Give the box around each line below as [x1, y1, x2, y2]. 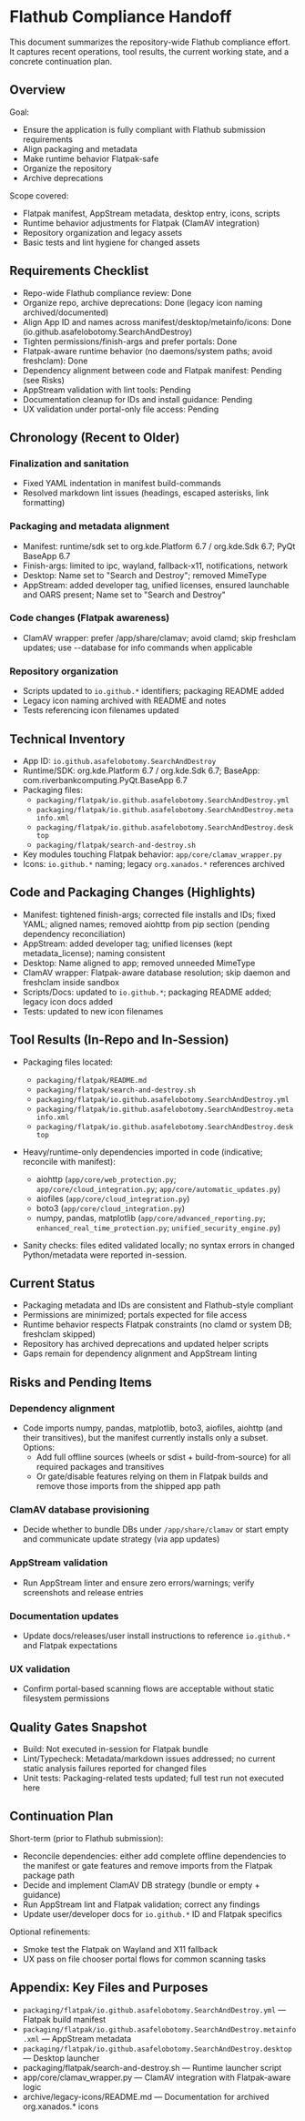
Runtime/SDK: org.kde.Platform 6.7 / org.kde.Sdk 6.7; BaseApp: [22, 765, 260, 776]
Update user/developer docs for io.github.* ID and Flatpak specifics [22, 1908, 282, 1919]
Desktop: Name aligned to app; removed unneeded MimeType [22, 957, 256, 968]
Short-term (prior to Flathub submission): [9, 1832, 164, 1843]
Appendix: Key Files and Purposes [9, 1980, 208, 1995]
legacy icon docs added [22, 995, 114, 1007]
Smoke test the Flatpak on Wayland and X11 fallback [22, 1943, 219, 1954]
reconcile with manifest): [22, 1156, 117, 1167]
